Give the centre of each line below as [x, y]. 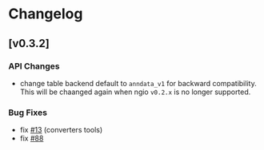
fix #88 [32, 138]
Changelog [46, 14]
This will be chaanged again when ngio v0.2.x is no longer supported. [135, 92]
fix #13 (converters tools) [61, 130]
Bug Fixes [28, 112]
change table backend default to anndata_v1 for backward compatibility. [138, 83]
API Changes [34, 66]
